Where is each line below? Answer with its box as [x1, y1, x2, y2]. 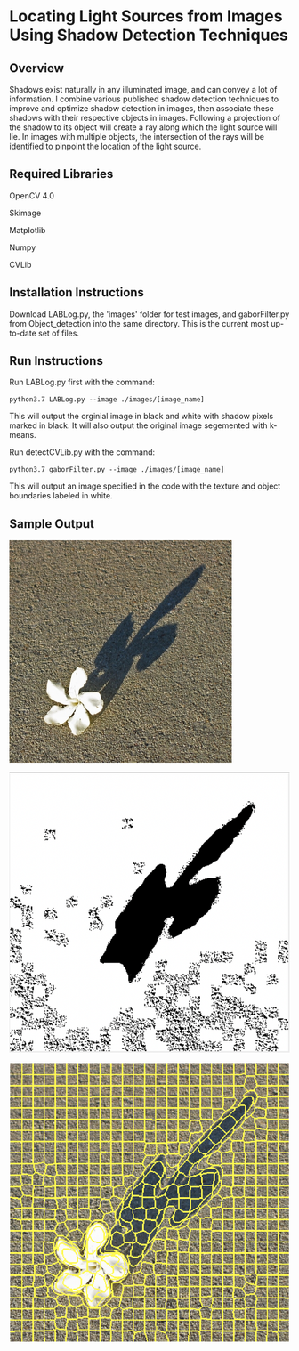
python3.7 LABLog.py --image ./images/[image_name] [9, 395, 205, 404]
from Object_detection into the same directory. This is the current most [9, 318, 270, 328]
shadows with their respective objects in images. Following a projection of [9, 113, 280, 123]
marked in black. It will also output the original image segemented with [9, 420, 268, 431]
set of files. [38, 328, 80, 338]
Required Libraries [9, 166, 114, 182]
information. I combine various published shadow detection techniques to [9, 93, 279, 104]
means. [9, 430, 37, 441]
